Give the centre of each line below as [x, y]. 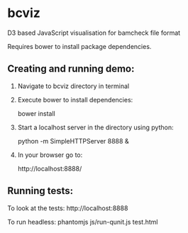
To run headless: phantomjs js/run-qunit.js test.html [83, 222]
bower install [36, 113]
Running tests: [40, 191]
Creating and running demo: [71, 69]
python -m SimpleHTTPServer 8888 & [73, 141]
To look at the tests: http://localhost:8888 [68, 208]
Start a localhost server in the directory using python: [95, 127]
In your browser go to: [50, 155]
